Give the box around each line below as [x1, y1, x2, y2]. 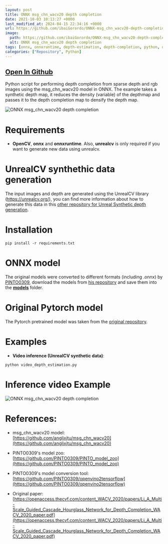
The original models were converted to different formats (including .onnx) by [5, 274, 163, 280]
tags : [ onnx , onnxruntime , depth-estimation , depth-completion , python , [5, 45, 160, 50]
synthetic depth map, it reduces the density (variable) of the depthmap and [5, 92, 160, 98]
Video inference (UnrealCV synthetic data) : [12, 352, 104, 358]
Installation [5, 224, 53, 236]
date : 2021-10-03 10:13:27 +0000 [5, 17, 75, 22]
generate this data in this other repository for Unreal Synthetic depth [5, 201, 146, 208]
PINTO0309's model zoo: [12, 450, 65, 456]
